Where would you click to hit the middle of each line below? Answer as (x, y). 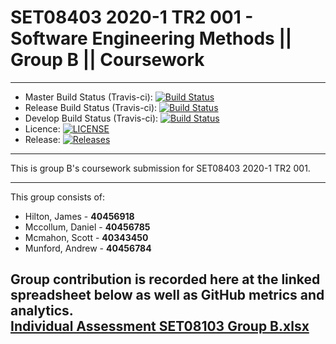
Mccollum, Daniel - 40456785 (87, 227)
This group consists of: (58, 197)
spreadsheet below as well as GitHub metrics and (167, 295)
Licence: (42, 128)
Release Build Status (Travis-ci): (91, 107)
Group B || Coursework (107, 60)
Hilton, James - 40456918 (79, 216)
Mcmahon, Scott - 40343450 (86, 237)
